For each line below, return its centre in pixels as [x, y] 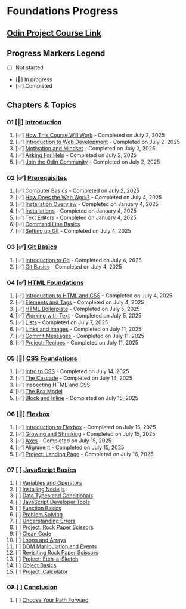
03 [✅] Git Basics [32, 247]
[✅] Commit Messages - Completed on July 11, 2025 [80, 336]
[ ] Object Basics [36, 565]
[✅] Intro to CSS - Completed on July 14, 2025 [72, 371]
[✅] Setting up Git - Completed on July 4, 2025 [73, 231]
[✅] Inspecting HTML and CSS [53, 385]
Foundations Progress [63, 11]
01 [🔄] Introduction [34, 122]
